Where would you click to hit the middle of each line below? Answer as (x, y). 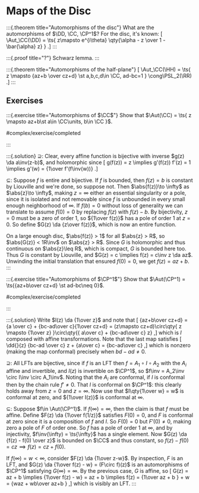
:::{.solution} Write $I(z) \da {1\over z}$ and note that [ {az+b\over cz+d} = (97, 320)
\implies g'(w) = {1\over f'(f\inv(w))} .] (52, 168)
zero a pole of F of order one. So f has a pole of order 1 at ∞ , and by (89, 428)
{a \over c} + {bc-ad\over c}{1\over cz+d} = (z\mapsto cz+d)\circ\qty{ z (94, 326)
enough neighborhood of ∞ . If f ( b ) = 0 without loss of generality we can (94, 205)
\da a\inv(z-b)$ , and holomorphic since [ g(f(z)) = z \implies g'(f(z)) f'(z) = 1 (99, 162)
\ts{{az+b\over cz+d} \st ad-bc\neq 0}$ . (56, 285)
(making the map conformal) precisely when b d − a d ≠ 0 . (76, 351)
